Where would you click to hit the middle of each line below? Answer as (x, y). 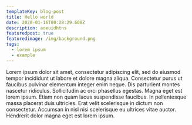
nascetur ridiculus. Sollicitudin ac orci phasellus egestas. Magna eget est (94, 90)
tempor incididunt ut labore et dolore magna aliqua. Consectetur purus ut (95, 78)
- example (23, 55)
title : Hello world (30, 17)
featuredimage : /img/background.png (51, 39)
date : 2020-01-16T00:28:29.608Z (46, 22)
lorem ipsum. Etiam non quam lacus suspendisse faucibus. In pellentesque (96, 97)
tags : (13, 45)
